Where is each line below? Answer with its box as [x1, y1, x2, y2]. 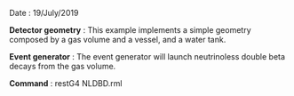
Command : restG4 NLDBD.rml [9, 78, 123, 88]
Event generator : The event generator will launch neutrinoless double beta [9, 52, 286, 61]
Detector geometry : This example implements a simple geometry [9, 25, 251, 35]
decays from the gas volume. [9, 61, 116, 71]
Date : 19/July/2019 [9, 8, 79, 18]
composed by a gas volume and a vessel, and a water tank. [9, 35, 226, 44]
